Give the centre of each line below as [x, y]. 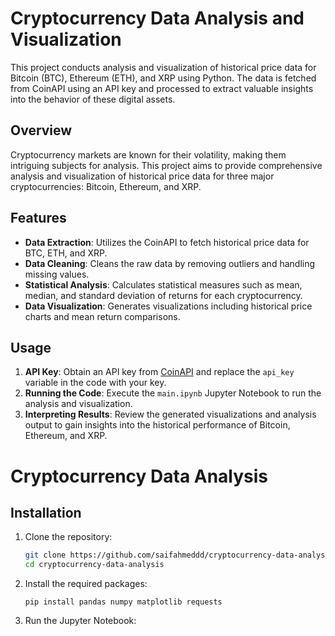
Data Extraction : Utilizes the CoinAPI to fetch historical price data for [167, 242]
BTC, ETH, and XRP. [66, 253]
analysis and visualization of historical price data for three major [142, 176]
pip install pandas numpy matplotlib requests [123, 602]
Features [38, 218]
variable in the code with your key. [95, 383]
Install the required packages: [86, 584]
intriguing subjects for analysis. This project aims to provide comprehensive [166, 165]
